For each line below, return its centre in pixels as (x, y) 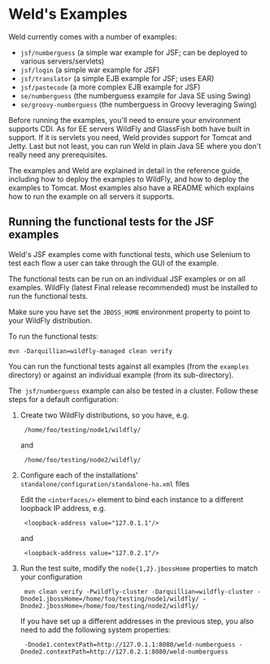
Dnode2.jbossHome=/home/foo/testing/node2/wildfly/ (109, 606)
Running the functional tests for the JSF (111, 222)
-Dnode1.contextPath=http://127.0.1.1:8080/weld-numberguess (130, 644)
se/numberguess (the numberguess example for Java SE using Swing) (135, 95)
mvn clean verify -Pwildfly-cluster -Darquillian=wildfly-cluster (139, 592)
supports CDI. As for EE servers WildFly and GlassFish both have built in (129, 129)
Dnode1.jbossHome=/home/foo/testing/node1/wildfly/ (109, 599)
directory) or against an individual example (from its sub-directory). (121, 374)
